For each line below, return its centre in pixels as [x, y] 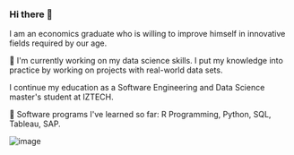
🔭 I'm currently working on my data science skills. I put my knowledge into [147, 61]
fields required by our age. [58, 43]
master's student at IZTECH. [61, 97]
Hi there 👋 [31, 14]
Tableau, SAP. [35, 124]
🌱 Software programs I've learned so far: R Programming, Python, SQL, [140, 115]
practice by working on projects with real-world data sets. [116, 70]
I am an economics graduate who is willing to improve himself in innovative [147, 34]
